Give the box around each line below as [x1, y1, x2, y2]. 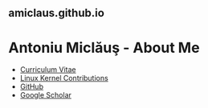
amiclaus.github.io [8, 6, 104, 20]
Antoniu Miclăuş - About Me [8, 38, 200, 57]
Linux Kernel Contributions [19, 74, 108, 83]
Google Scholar [19, 90, 72, 100]
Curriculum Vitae [19, 65, 76, 74]
